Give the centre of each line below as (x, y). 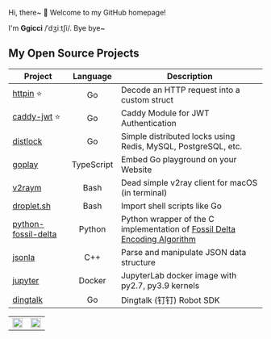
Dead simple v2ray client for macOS (189, 182)
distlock (27, 141)
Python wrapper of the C (168, 219)
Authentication (148, 123)
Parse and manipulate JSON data (183, 252)
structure (138, 262)
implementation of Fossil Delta (178, 228)
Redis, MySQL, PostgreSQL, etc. (181, 146)
